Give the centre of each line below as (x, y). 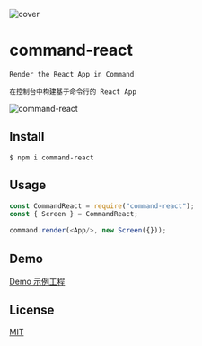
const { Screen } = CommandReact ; (74, 214)
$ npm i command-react (52, 158)
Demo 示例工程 (37, 281)
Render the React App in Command (72, 74)
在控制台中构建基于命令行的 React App (73, 91)
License (32, 310)
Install (27, 137)
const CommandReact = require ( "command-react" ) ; (102, 206)
